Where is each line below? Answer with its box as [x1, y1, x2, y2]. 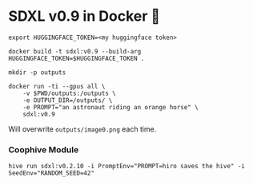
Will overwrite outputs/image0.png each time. [8, 124, 157, 134]
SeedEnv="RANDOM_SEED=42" [8, 169, 94, 178]
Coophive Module [8, 144, 79, 155]
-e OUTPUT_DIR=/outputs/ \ [22, 96, 113, 104]
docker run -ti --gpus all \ [8, 82, 106, 90]
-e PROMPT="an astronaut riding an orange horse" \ [22, 103, 199, 111]
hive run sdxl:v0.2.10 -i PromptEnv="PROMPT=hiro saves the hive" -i [8, 163, 246, 171]
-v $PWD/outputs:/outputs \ [22, 89, 116, 97]
